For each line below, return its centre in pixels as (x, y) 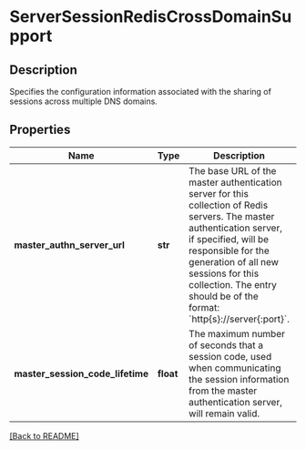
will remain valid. (224, 414)
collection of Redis (228, 205)
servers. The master (231, 216)
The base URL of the (232, 170)
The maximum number (236, 333)
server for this (218, 193)
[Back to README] (44, 435)
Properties (40, 130)
